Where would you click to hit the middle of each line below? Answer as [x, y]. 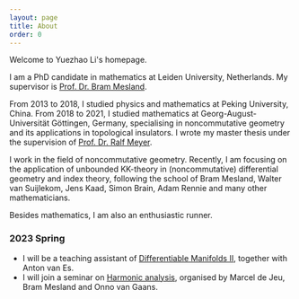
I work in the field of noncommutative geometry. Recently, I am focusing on [148, 160]
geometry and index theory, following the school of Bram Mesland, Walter [146, 179]
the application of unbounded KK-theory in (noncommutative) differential [144, 169]
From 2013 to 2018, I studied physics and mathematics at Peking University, [149, 104]
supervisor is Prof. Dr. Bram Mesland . [78, 87]
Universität [29, 123]
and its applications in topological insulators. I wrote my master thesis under [150, 133]
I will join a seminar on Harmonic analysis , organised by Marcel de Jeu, [154, 277]
